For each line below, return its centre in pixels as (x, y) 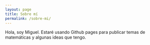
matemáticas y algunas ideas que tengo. (46, 37)
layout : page (18, 9)
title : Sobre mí (21, 14)
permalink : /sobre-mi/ (28, 18)
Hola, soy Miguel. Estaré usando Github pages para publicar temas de (75, 32)
